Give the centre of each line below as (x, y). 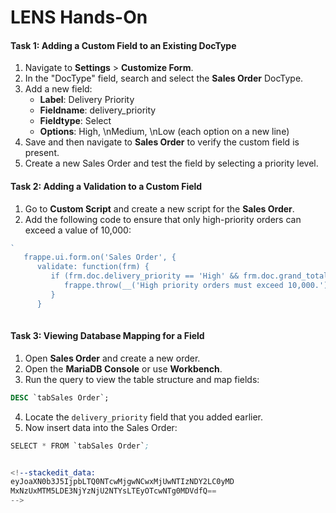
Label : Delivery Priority (87, 100)
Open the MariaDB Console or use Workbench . (123, 368)
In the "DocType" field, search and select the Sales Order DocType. (164, 78)
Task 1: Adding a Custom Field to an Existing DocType (123, 45)
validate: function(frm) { (93, 267)
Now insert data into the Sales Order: (101, 427)
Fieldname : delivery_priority (98, 110)
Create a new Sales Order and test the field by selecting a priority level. (171, 163)
